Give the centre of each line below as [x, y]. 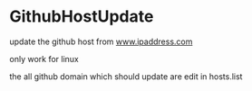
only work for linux [44, 59]
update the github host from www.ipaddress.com [101, 41]
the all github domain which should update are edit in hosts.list [126, 76]
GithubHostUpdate [82, 17]
